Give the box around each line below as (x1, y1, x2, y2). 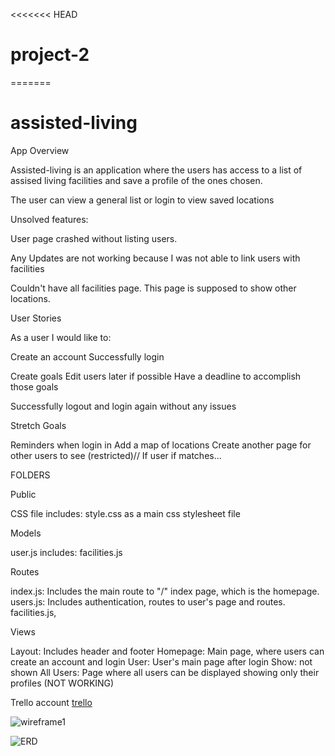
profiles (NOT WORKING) (10, 677, 115, 689)
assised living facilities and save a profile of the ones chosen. (10, 174, 263, 186)
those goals (10, 380, 59, 393)
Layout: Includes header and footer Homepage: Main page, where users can (10, 645, 325, 657)
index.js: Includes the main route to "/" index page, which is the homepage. (10, 585, 320, 597)
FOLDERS (10, 469, 51, 481)
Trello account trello (10, 696, 93, 708)
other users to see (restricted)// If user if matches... (10, 449, 222, 461)
